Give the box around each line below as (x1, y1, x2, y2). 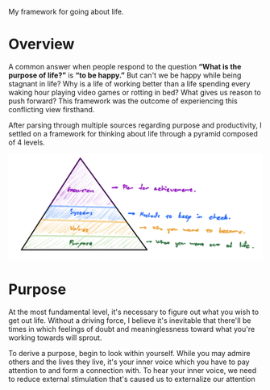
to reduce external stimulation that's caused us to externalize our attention (8, 375, 255, 384)
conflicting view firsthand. (8, 104, 95, 114)
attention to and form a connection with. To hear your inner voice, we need (8, 366, 256, 375)
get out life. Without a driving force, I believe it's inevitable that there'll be (8, 316, 251, 325)
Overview (8, 36, 75, 53)
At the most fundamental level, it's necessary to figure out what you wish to (8, 307, 260, 317)
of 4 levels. (8, 137, 46, 147)
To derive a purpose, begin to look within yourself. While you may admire (8, 349, 251, 359)
